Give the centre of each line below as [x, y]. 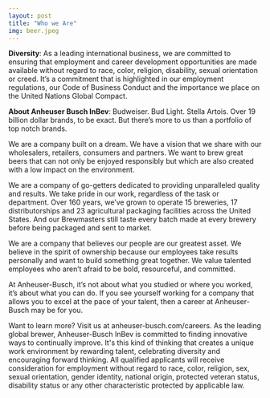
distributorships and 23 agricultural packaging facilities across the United [130, 211]
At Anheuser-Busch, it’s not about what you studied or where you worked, [131, 285]
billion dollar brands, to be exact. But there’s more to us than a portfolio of [130, 120]
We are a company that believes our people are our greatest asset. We [125, 244]
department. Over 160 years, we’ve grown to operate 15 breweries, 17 [123, 202]
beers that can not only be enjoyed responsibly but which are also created [131, 161]
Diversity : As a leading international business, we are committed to [120, 54]
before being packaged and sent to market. [80, 228]
